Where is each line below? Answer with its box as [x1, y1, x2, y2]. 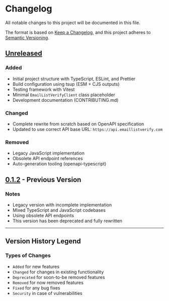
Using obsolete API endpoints [12, 212, 74, 218]
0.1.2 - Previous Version [5, 175, 81, 184]
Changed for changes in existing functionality [12, 269, 104, 275]
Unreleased [5, 49, 43, 58]
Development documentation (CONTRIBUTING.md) [12, 97, 119, 103]
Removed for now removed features [12, 279, 84, 285]
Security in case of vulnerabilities [12, 290, 82, 296]
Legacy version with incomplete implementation [12, 202, 112, 208]
